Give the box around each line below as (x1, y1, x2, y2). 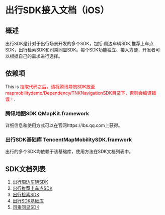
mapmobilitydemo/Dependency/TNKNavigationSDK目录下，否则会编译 (5, 90, 152, 96)
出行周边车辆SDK (12, 179, 49, 185)
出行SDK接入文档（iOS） (5, 5, 110, 16)
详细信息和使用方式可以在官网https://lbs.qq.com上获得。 (5, 122, 123, 128)
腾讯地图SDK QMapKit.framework (5, 110, 90, 117)
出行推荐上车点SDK (12, 185, 53, 191)
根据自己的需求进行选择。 (9, 53, 63, 59)
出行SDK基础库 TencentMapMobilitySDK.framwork (5, 136, 132, 144)
